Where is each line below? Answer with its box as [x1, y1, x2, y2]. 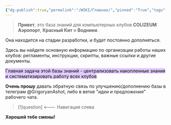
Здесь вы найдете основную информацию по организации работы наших [5, 47, 166, 53]
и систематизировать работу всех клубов [5, 73, 97, 79]
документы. [5, 57, 32, 64]
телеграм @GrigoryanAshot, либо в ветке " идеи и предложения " [5, 88, 146, 95]
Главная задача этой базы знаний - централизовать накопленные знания [5, 68, 166, 74]
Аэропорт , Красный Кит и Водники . [17, 27, 99, 33]
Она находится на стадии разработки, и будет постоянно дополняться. [5, 37, 161, 43]
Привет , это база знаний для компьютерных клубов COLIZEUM [17, 22, 157, 28]
